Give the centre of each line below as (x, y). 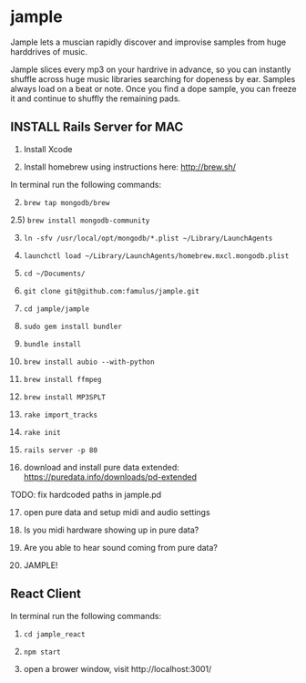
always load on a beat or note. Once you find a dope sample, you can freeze (153, 88)
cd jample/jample (56, 309)
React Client (46, 594)
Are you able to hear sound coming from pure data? (120, 547)
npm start (42, 652)
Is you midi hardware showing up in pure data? (111, 530)
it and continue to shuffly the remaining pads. (96, 98)
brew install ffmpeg (62, 379)
